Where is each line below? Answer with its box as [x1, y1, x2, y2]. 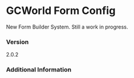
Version [6, 38, 29, 46]
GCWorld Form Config [6, 4, 116, 17]
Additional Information [6, 66, 72, 74]
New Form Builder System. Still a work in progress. [6, 23, 129, 30]
